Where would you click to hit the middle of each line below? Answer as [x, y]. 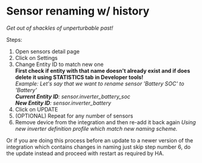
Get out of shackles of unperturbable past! [60, 28]
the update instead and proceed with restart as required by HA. [85, 153]
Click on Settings [36, 58]
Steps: [14, 39]
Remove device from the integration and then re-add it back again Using [105, 122]
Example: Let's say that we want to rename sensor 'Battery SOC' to [99, 84]
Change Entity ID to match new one [59, 64]
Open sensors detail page [47, 51]
